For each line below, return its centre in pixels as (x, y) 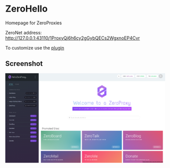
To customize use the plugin (35, 48)
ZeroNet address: (24, 32)
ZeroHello (27, 9)
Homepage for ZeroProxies (33, 23)
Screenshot (24, 64)
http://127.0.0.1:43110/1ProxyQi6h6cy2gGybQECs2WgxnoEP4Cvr (73, 38)
